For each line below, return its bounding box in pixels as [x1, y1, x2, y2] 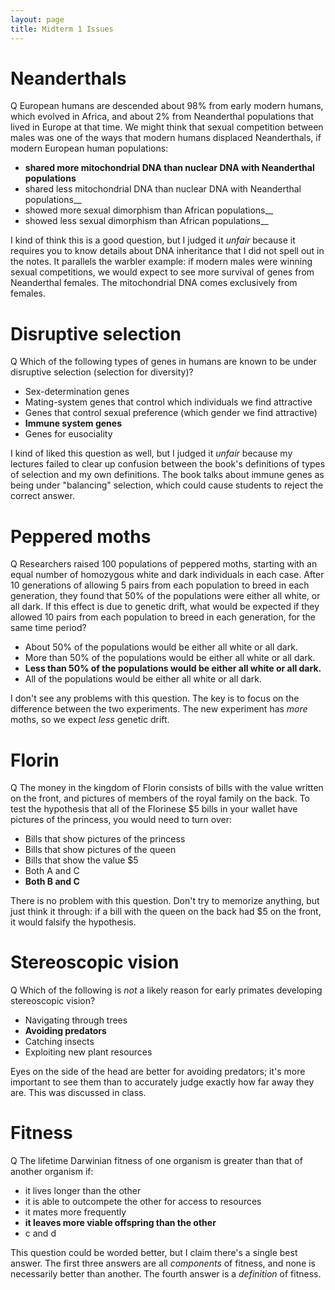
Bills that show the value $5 [24, 854, 139, 866]
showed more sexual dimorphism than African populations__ [24, 204, 274, 216]
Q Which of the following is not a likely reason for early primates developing [10, 984, 323, 996]
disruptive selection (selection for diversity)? [10, 366, 194, 378]
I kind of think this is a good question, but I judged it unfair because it [10, 234, 296, 246]
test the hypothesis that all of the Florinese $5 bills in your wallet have [10, 803, 298, 815]
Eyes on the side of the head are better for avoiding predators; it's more [10, 1066, 306, 1078]
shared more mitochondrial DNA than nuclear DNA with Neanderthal [24, 162, 315, 174]
